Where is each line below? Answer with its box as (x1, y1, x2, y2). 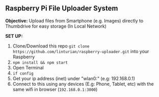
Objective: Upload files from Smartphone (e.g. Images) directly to (5, 17, 144, 23)
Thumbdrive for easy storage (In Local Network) (5, 23, 107, 29)
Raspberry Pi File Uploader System (5, 4, 118, 13)
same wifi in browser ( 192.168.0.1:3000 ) (12, 86, 98, 92)
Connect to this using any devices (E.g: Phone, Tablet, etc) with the (12, 81, 154, 87)
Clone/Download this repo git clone (12, 43, 90, 49)
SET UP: (5, 33, 23, 39)
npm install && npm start (12, 60, 68, 65)
